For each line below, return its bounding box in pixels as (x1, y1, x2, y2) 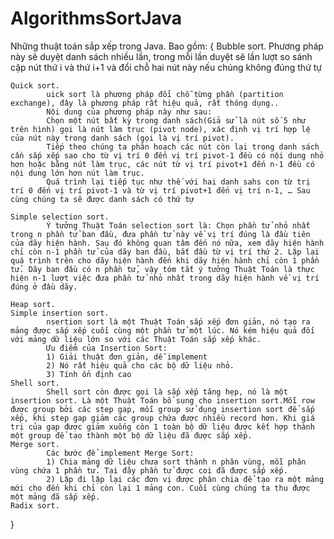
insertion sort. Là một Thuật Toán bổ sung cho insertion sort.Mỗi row (10, 395, 315, 406)
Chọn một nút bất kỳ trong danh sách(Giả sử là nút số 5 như (46, 115, 307, 126)
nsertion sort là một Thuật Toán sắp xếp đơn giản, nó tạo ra (46, 317, 311, 327)
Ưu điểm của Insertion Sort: (46, 343, 168, 353)
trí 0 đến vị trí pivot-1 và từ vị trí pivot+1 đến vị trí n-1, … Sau (10, 185, 311, 196)
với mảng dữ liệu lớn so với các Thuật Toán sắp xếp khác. (10, 334, 262, 344)
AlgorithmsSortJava (10, 7, 183, 30)
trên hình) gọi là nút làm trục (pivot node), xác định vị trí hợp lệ (10, 124, 311, 134)
